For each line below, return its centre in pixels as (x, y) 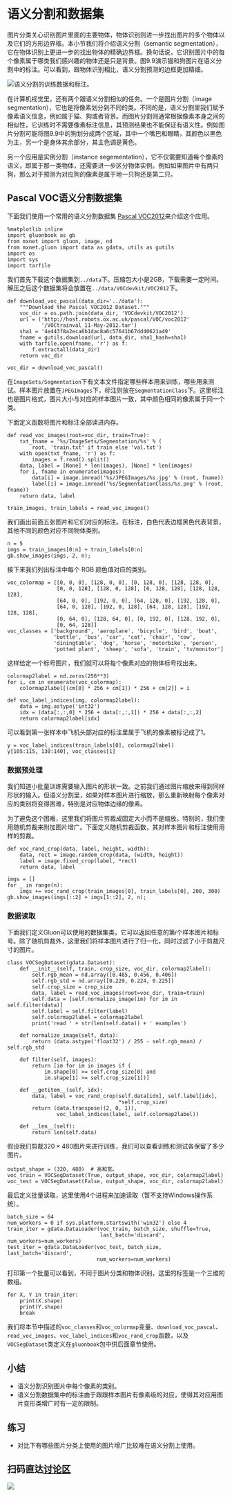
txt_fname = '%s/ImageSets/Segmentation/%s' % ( (91, 441)
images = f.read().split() (71, 459)
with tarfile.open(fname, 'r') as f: (74, 344)
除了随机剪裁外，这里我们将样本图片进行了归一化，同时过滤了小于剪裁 (119, 941)
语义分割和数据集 (56, 14)
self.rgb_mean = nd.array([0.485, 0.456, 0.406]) (105, 975)
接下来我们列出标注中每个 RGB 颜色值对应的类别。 (79, 569)
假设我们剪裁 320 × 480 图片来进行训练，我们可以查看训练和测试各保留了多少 (116, 1146)
